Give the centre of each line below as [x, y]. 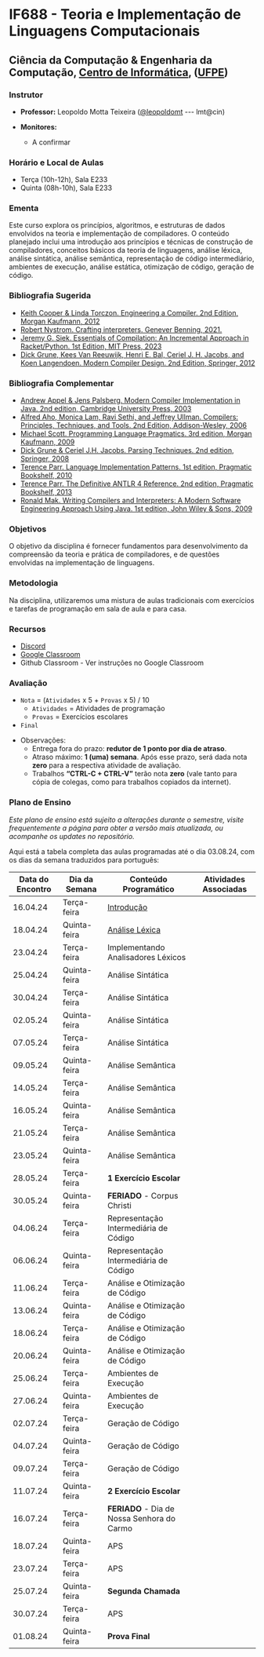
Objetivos [28, 529]
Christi [119, 1205]
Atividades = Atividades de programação [98, 709]
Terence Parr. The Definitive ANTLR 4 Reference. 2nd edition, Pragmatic [137, 484]
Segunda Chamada [144, 1591]
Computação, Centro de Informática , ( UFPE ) [119, 72]
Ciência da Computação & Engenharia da [110, 60]
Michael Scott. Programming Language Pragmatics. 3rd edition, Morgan [136, 434]
